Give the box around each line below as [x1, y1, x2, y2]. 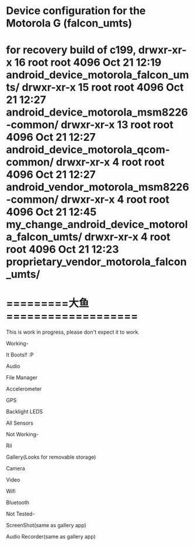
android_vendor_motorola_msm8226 [6, 181, 190, 194]
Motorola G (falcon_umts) [6, 16, 133, 30]
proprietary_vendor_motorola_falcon [6, 255, 187, 269]
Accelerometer [6, 385, 42, 392]
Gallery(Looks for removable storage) [6, 453, 96, 461]
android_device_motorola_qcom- [6, 143, 170, 157]
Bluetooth [6, 499, 30, 506]
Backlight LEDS [6, 408, 43, 415]
